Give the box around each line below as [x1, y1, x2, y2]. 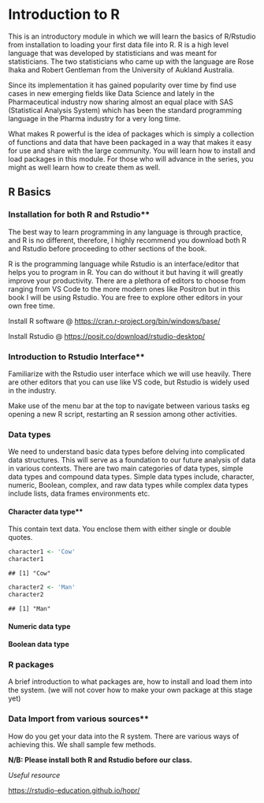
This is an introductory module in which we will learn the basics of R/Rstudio [8, 32, 256, 41]
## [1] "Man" [8, 604, 51, 612]
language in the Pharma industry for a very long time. [8, 113, 181, 123]
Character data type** [8, 507, 84, 516]
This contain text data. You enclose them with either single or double [8, 524, 231, 533]
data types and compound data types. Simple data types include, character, [8, 472, 255, 481]
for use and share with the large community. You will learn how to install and [8, 146, 256, 155]
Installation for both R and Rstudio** [8, 209, 151, 220]
